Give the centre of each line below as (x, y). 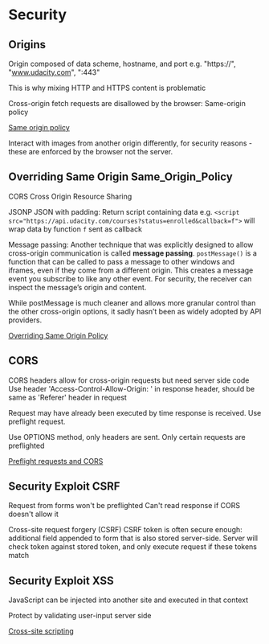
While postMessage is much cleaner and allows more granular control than (132, 302)
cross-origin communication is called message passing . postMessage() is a (132, 253)
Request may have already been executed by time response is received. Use (135, 412)
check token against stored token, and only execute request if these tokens (132, 547)
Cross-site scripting (41, 631)
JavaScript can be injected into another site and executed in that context (128, 600)
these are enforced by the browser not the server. (91, 152)
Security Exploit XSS (61, 580)
